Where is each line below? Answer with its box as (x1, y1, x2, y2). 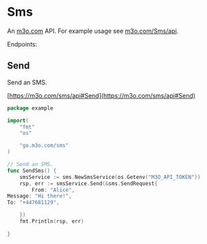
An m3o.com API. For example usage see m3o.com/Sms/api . (7, 27, 179, 35)
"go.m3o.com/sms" (19, 142, 69, 149)
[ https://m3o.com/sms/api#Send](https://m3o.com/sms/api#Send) (7, 91, 196, 99)
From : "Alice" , (32, 186, 75, 193)
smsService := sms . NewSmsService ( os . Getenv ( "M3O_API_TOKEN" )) (19, 173, 201, 180)
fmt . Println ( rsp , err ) (19, 218, 84, 225)
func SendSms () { (7, 167, 57, 174)
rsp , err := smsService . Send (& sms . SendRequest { (19, 180, 158, 187)
